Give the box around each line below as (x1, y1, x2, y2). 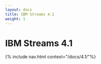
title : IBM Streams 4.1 (5, 12, 55, 17)
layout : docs (5, 7, 32, 12)
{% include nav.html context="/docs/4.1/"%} (5, 54, 96, 60)
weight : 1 (5, 16, 26, 21)
